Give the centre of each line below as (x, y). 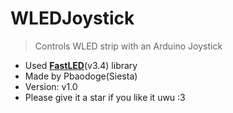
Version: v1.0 (51, 86)
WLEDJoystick (72, 18)
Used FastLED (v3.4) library (81, 65)
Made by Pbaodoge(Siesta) (81, 76)
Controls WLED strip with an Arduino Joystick (128, 46)
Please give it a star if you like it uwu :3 (105, 97)
